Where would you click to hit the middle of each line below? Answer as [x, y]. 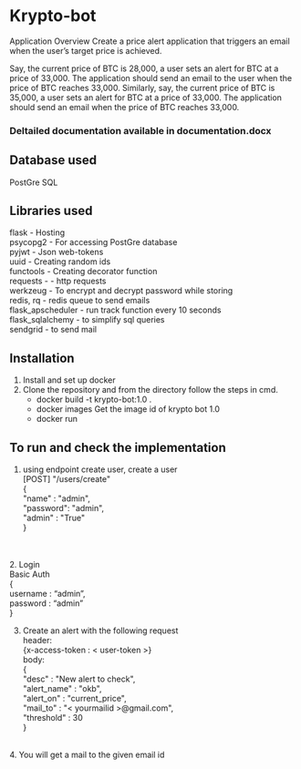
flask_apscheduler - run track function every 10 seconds [115, 310]
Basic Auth [30, 574]
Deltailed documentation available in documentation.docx [140, 130]
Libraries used [51, 211]
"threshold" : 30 [53, 718]
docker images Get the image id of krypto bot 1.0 [128, 409]
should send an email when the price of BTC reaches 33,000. [125, 107]
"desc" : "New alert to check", [79, 679]
